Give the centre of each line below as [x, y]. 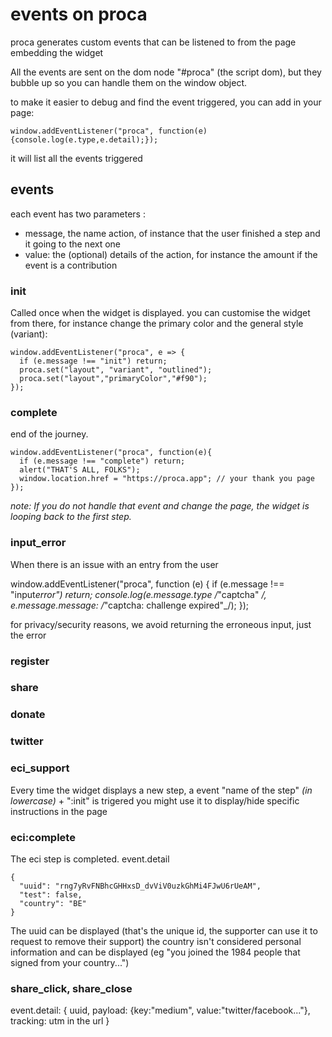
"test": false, [51, 894]
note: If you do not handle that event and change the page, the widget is [160, 506]
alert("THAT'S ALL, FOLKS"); [80, 470]
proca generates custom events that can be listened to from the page [153, 42]
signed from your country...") [70, 962]
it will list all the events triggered [76, 158]
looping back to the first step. [71, 517]
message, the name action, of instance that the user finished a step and [172, 233]
